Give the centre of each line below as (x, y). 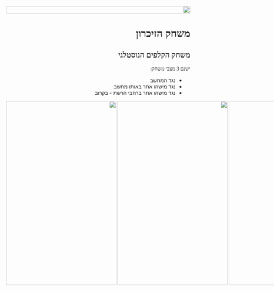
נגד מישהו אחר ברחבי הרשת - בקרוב (135, 93)
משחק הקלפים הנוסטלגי (154, 55)
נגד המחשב (163, 80)
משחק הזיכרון (163, 34)
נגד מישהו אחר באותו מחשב (145, 87)
